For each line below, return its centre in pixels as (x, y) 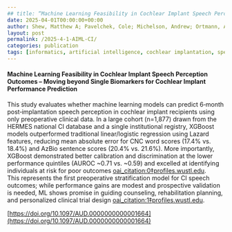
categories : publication (43, 46)
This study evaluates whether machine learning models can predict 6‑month (116, 105)
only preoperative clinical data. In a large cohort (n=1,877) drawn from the (112, 119)
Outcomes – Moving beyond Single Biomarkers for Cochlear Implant (106, 82)
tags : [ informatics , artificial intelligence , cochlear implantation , (111, 53)
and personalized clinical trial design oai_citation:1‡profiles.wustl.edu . (106, 200)
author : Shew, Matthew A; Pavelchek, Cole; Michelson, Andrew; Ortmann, (114, 26)
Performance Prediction (42, 89)
